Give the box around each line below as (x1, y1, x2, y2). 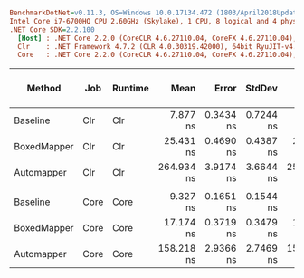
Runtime (111, 82, 149, 95)
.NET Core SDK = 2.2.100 (9, 24, 95, 34)
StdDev (245, 82, 279, 95)
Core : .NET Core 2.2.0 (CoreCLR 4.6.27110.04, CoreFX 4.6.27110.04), (17, 51, 298, 60)
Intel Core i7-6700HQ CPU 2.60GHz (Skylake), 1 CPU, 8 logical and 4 (9, 16, 278, 25)
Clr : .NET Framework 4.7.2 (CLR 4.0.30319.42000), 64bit (17, 42, 253, 51)
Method (26, 82, 62, 95)
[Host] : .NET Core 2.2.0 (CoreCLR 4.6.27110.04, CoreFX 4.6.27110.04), (17, 34, 298, 43)
